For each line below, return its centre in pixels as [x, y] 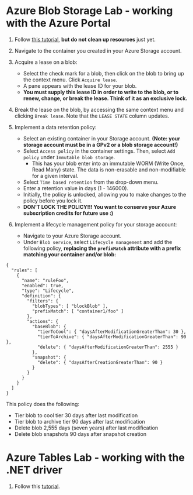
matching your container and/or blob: [70, 254]
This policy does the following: [43, 404]
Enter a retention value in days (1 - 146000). [76, 188]
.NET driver [34, 470]
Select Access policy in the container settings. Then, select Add [99, 151]
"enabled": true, [43, 286]
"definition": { [41, 296]
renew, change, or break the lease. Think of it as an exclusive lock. [105, 98]
